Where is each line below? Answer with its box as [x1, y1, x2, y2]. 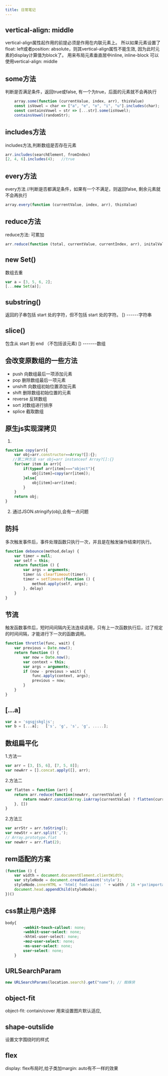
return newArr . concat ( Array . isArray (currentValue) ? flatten [23, 797, 153, 802]
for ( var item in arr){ [14, 461, 61, 467]
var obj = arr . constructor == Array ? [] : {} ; [14, 452, 97, 457]
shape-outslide [5, 1022, 54, 1031]
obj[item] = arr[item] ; [31, 480, 77, 485]
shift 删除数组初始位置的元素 [12, 389, 71, 395]
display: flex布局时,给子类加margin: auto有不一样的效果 [5, 1065, 118, 1071]
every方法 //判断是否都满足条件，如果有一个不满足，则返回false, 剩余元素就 [5, 186, 161, 192]
